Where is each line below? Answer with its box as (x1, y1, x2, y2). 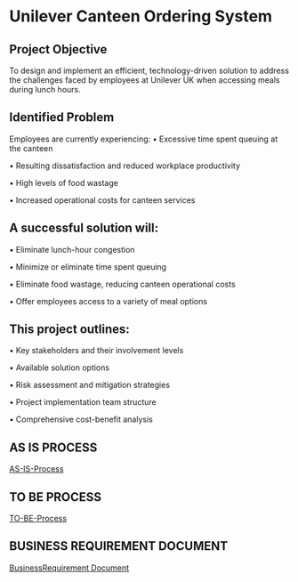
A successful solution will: (9, 221, 158, 236)
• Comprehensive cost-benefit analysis (9, 414, 153, 424)
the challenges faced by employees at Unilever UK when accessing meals (9, 75, 280, 85)
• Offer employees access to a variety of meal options (9, 295, 207, 306)
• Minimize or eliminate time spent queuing (9, 261, 167, 272)
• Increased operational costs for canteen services (9, 194, 196, 206)
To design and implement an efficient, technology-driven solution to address (9, 65, 289, 76)
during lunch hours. (9, 85, 82, 94)
